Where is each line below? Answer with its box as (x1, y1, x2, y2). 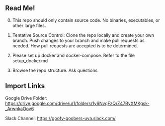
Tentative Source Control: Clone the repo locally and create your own (12, 32, 155, 38)
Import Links (5, 82, 45, 90)
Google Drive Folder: (5, 95, 48, 101)
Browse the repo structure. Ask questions (12, 67, 98, 73)
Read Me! (5, 4, 35, 12)
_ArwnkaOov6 (5, 106, 34, 112)
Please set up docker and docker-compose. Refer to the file (12, 52, 135, 58)
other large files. (12, 22, 46, 28)
